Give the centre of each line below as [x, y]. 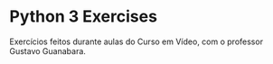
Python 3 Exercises [84, 17]
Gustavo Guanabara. [47, 50]
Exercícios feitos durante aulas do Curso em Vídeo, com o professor [136, 41]
